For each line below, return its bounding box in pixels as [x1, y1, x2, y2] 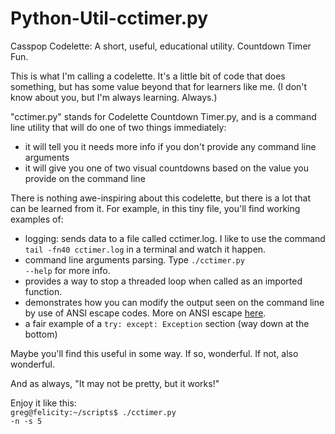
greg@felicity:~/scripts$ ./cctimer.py [10, 407, 177, 417]
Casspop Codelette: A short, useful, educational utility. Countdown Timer [10, 40, 312, 52]
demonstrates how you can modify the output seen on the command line [24, 296, 325, 308]
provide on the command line [24, 172, 146, 184]
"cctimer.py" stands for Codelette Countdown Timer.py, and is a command [10, 110, 317, 122]
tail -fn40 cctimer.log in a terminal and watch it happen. [24, 243, 267, 255]
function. [24, 285, 63, 297]
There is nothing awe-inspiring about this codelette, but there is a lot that [10, 192, 311, 204]
